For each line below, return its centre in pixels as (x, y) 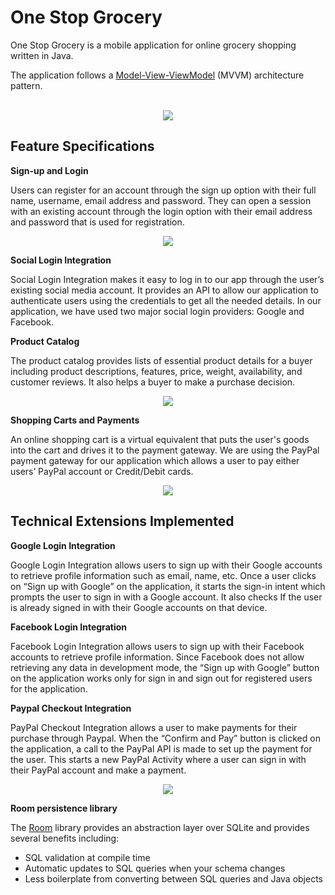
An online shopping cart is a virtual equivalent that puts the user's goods (160, 439)
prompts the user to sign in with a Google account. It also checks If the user (166, 597)
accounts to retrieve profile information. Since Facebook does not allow (157, 657)
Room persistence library (64, 808)
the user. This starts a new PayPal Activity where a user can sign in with (158, 759)
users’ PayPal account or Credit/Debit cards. (102, 471)
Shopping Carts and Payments (75, 420)
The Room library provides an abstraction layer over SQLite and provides (160, 827)
